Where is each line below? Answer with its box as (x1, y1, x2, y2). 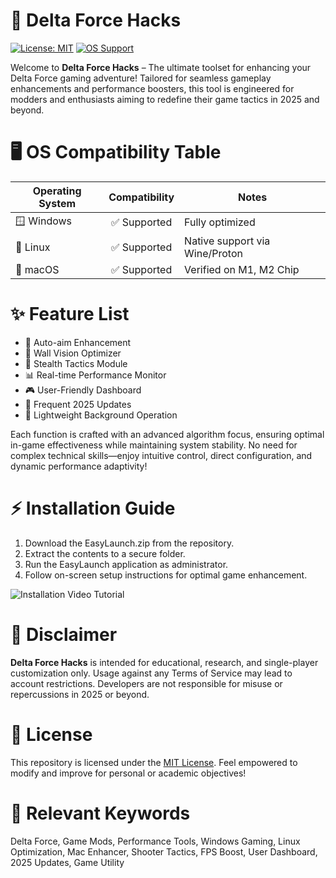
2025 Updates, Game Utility (10, 856, 125, 868)
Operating (32, 184, 82, 198)
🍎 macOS (15, 262, 60, 276)
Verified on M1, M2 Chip (184, 262, 300, 276)
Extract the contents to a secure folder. (24, 547, 186, 559)
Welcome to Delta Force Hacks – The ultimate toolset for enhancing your (10, 61, 312, 73)
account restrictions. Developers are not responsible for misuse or (10, 677, 283, 689)
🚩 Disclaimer (10, 623, 118, 646)
